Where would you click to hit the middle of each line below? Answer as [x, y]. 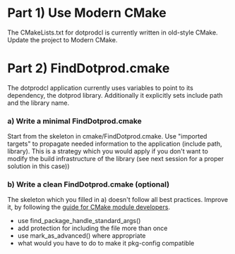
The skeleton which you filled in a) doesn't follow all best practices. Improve [117, 200]
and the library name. [38, 103]
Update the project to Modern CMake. [62, 39]
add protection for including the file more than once [92, 228]
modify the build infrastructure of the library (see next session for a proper [116, 159]
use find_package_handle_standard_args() [79, 221]
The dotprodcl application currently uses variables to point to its [101, 88]
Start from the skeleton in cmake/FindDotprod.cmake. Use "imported [107, 136]
